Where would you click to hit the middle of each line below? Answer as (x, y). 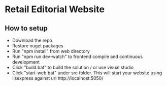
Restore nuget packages (38, 46)
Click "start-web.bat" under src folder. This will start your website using (87, 73)
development (26, 62)
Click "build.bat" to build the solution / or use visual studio (73, 67)
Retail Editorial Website (55, 9)
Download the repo (32, 40)
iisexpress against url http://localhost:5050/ (58, 78)
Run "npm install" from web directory (51, 51)
